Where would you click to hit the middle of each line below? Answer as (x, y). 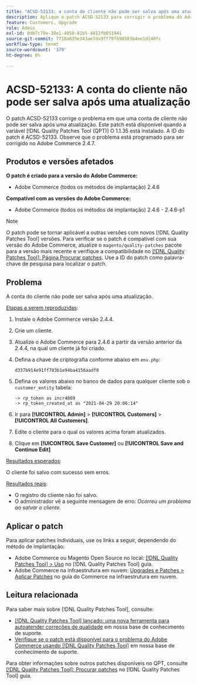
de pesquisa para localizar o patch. (64, 264)
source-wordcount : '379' (36, 50)
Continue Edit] (33, 449)
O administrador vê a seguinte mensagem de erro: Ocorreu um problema (103, 501)
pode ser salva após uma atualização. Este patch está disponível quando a (96, 125)
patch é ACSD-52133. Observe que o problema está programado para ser (95, 137)
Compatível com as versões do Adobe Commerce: (68, 199)
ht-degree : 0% (23, 55)
